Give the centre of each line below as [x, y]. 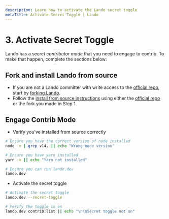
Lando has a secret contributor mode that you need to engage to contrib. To [85, 54]
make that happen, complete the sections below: [56, 59]
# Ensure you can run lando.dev [39, 169]
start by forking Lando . [37, 93]
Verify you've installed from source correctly [59, 132]
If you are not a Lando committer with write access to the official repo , [86, 87]
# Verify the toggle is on [34, 207]
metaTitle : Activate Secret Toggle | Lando [52, 15]
